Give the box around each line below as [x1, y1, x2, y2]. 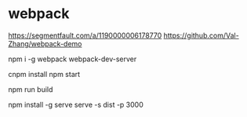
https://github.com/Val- [163, 31, 239, 40]
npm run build [8, 84, 53, 94]
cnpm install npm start [8, 69, 81, 79]
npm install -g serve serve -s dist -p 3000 [8, 100, 143, 109]
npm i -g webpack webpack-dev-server [8, 54, 137, 64]
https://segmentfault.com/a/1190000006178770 [8, 31, 162, 40]
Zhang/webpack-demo [8, 38, 82, 48]
